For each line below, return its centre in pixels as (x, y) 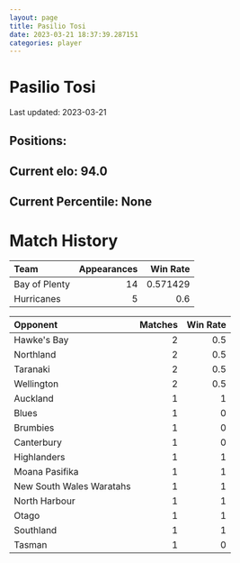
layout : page (34, 18)
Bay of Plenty (42, 285)
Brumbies (34, 428)
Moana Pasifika (46, 472)
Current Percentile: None (81, 202)
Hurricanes (37, 299)
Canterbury (38, 442)
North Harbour (44, 501)
